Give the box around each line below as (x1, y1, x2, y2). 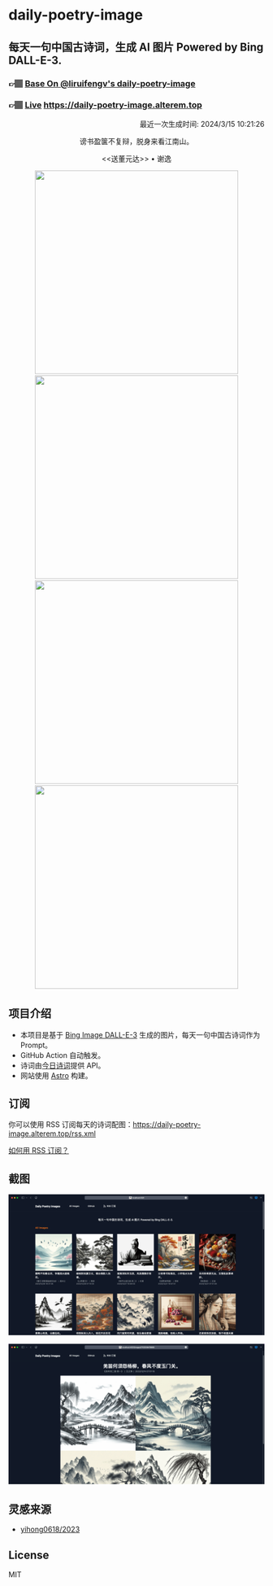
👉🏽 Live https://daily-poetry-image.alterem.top (8, 99, 202, 111)
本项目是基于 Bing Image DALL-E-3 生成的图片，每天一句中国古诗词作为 (19, 1029, 261, 1039)
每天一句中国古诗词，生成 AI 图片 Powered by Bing (8, 40, 264, 54)
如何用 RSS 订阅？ (8, 1146, 69, 1156)
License (8, 1548, 50, 1562)
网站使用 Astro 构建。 (19, 1070, 93, 1080)
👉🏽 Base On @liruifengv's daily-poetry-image (8, 77, 196, 89)
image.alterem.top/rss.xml (8, 1129, 96, 1138)
